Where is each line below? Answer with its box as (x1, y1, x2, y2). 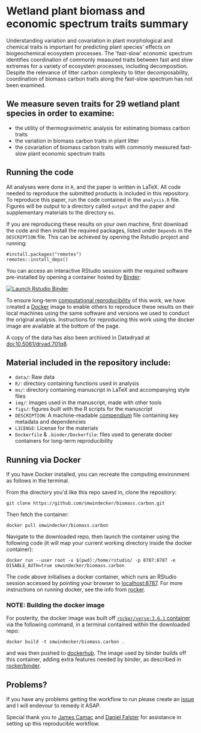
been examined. (6, 81, 46, 88)
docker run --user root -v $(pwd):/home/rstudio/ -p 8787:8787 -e (6, 558, 176, 564)
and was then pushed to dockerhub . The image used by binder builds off (6, 649, 187, 657)
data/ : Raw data (14, 374, 55, 381)
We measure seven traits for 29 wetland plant (6, 99, 180, 109)
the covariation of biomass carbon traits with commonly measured (14, 143, 179, 151)
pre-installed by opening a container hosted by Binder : (6, 273, 142, 281)
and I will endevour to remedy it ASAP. (6, 702, 101, 710)
